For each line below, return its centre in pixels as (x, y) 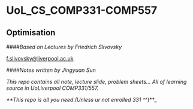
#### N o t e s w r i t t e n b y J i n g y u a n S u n (51, 70)
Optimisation (31, 33)
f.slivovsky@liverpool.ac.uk (40, 58)
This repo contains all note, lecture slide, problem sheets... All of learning (96, 82)
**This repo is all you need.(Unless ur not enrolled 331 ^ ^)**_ (82, 100)
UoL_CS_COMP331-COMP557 (82, 10)
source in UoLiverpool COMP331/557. (52, 88)
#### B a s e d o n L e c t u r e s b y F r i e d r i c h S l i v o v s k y (64, 47)
